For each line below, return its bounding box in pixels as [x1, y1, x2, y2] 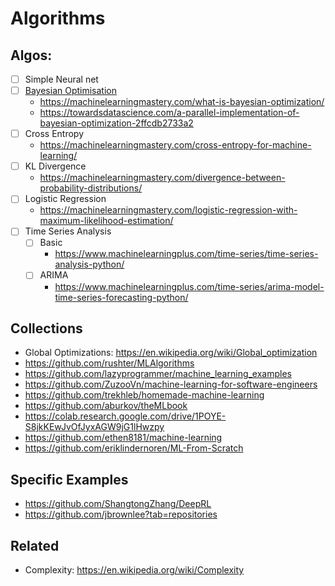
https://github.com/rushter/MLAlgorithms [24, 357, 195, 369]
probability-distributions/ [39, 182, 143, 194]
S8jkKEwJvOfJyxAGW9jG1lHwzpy [24, 421, 165, 433]
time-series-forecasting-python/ [54, 291, 189, 303]
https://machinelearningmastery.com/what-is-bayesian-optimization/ [39, 96, 325, 108]
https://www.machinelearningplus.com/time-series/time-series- [54, 248, 319, 260]
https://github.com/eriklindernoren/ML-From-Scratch [24, 442, 244, 454]
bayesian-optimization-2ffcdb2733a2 [39, 117, 194, 129]
